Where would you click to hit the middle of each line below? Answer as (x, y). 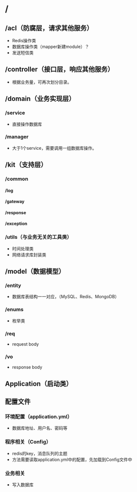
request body (25, 344)
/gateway (15, 202)
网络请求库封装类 (29, 254)
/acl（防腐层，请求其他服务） (49, 28)
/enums (14, 310)
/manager (17, 137)
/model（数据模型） (35, 272)
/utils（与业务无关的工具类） (38, 237)
